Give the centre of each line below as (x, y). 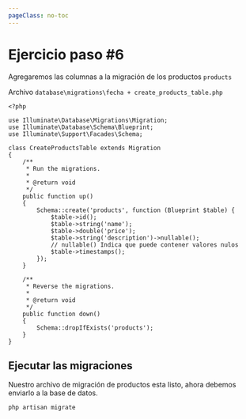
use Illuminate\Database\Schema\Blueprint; (81, 127)
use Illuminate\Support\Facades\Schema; (76, 134)
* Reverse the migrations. (70, 286)
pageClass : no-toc (38, 15)
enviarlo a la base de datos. (53, 393)
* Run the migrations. (63, 168)
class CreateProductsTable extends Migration (84, 148)
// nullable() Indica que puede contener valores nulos (144, 245)
